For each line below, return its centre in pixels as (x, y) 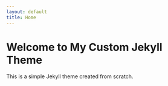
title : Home (21, 17)
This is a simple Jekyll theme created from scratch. (70, 76)
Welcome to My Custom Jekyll (84, 47)
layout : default (27, 12)
